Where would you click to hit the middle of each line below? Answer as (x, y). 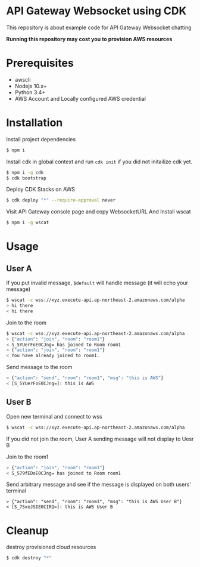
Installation (35, 123)
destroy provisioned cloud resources (51, 547)
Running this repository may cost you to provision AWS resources (89, 39)
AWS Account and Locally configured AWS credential (80, 98)
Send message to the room (39, 367)
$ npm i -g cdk (25, 172)
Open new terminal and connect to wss (54, 416)
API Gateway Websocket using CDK (96, 11)
